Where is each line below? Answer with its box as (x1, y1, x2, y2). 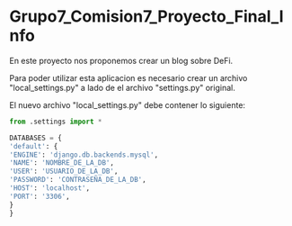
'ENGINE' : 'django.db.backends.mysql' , (9, 150, 159, 159)
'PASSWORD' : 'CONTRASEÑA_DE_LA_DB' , (9, 176, 146, 185)
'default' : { (9, 141, 58, 150)
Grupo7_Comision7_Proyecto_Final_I (9, 6, 285, 27)
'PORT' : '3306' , (9, 192, 70, 201)
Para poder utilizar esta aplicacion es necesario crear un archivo (9, 72, 248, 83)
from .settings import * (9, 117, 102, 126)
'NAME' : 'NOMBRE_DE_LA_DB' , (9, 158, 115, 167)
